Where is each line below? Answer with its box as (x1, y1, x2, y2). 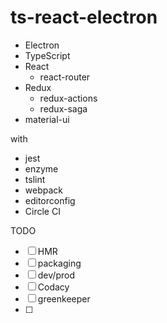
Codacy (37, 281, 70, 293)
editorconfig (24, 194, 76, 206)
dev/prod (37, 269, 75, 281)
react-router (39, 71, 91, 83)
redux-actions (39, 92, 98, 104)
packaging (37, 257, 82, 269)
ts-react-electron (10, 6, 158, 29)
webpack (24, 184, 63, 196)
